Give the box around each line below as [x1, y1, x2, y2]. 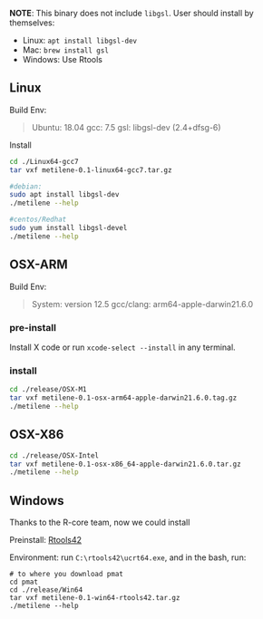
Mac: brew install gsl [22, 44, 109, 55]
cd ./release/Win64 [9, 585, 83, 595]
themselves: [9, 17, 55, 28]
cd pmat [9, 577, 39, 587]
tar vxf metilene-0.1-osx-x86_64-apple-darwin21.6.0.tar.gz [9, 459, 242, 469]
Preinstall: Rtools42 [9, 535, 83, 546]
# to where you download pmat [9, 570, 124, 579]
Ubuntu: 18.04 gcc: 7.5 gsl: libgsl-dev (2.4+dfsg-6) [31, 121, 221, 132]
